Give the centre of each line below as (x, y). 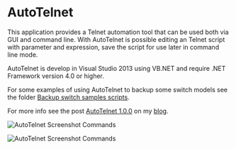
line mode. (23, 55)
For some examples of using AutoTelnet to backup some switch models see (118, 89)
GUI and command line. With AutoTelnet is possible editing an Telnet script (116, 39)
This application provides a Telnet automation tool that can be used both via (118, 32)
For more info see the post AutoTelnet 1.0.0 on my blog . (88, 111)
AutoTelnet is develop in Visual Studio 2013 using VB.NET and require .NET (117, 68)
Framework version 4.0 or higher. (56, 76)
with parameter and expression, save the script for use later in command (113, 47)
